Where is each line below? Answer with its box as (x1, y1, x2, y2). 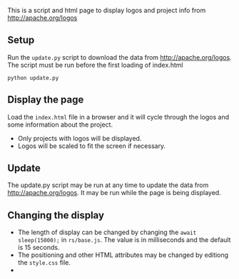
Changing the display (7, 209, 105, 221)
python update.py (7, 74, 59, 81)
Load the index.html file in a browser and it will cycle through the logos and (7, 112, 230, 121)
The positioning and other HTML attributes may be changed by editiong (17, 251, 229, 259)
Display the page (7, 94, 84, 106)
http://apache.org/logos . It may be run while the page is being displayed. (7, 189, 221, 197)
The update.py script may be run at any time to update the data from (7, 181, 209, 189)
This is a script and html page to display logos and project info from (7, 6, 206, 14)
